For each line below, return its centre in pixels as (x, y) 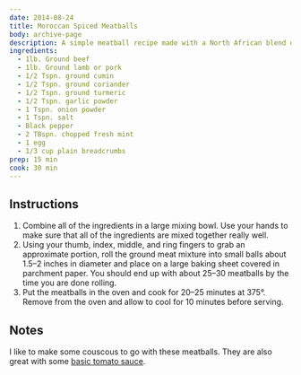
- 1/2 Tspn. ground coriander (73, 84)
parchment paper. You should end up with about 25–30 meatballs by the (155, 274)
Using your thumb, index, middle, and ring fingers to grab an (133, 245)
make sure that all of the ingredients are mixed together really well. (145, 235)
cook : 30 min (34, 168)
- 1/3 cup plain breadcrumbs (72, 151)
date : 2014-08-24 (42, 17)
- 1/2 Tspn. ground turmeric (72, 92)
